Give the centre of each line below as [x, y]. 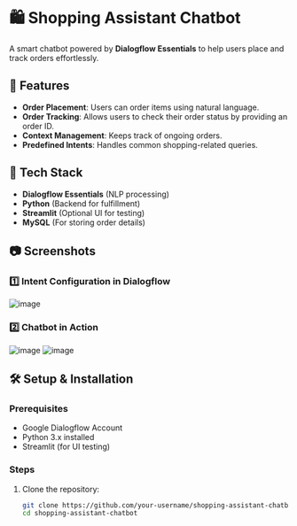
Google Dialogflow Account [72, 428]
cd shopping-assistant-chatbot [80, 514]
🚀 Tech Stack [46, 173]
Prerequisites [39, 408]
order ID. [38, 126]
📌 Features [39, 86]
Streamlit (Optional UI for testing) [83, 213]
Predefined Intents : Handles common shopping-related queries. [140, 144]
